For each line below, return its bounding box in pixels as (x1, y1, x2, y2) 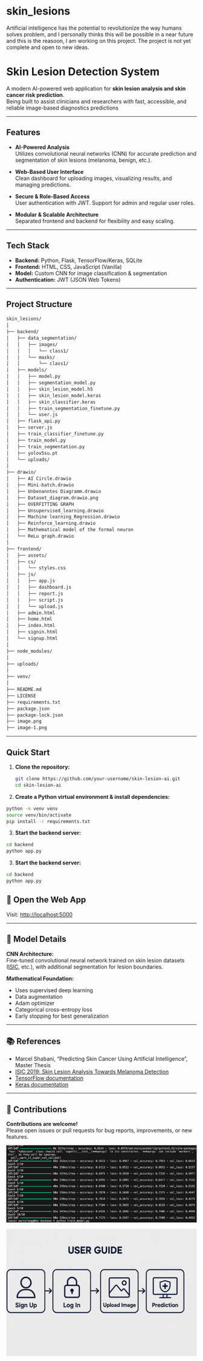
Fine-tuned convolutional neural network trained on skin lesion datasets (6, 956, 185, 964)
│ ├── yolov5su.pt (6, 450, 59, 456)
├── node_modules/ (6, 648, 53, 654)
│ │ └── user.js (6, 412, 59, 418)
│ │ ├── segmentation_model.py (6, 380, 96, 386)
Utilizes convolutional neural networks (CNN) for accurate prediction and (14, 150, 197, 157)
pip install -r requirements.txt (6, 818, 91, 824)
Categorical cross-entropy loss (14, 1005, 92, 1013)
